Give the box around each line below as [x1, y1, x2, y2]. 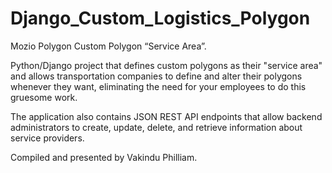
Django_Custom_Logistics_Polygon [10, 7, 311, 30]
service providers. [10, 132, 85, 144]
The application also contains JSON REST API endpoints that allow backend [10, 110, 323, 122]
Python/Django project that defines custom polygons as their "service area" [10, 59, 323, 71]
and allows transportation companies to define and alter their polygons [10, 70, 303, 82]
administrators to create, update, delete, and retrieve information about [10, 121, 303, 133]
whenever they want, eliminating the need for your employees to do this [10, 80, 307, 92]
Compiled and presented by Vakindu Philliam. [10, 151, 198, 163]
